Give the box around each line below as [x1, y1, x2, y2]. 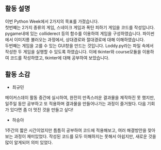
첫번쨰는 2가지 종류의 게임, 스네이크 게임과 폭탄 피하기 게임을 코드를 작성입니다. [5, 24, 155, 30]
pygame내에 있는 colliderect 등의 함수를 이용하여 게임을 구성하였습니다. [5, 31, 142, 36]
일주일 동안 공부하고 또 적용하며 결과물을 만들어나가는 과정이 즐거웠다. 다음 [5, 100, 146, 106]
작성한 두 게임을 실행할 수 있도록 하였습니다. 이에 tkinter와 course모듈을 [5, 49, 142, 54]
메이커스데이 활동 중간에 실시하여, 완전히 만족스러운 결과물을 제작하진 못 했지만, [5, 94, 155, 100]
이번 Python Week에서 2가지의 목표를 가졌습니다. [5, 18, 99, 24]
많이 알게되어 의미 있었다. [5, 139, 53, 145]
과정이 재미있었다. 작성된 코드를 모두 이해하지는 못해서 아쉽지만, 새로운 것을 [14, 133, 157, 139]
